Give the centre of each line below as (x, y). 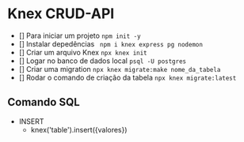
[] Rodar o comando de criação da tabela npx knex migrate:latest (128, 77)
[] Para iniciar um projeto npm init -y (80, 35)
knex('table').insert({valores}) (79, 129)
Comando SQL (44, 102)
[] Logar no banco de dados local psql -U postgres (103, 61)
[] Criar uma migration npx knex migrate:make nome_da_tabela (120, 69)
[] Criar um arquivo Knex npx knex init (83, 52)
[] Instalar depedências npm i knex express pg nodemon (111, 43)
